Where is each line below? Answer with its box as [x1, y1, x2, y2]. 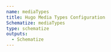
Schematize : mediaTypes [6, 20, 66, 26]
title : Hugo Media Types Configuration [6, 14, 106, 20]
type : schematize [6, 25, 50, 32]
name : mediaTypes [6, 8, 50, 15]
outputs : [6, 31, 28, 37]
